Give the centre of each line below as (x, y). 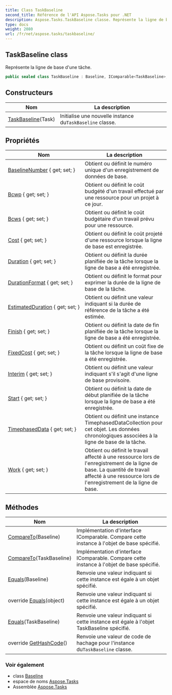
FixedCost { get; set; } (34, 353)
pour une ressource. (109, 225)
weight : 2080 (19, 29)
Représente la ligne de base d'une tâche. (49, 67)
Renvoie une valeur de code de (114, 637)
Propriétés (23, 140)
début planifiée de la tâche (117, 395)
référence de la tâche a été (117, 310)
